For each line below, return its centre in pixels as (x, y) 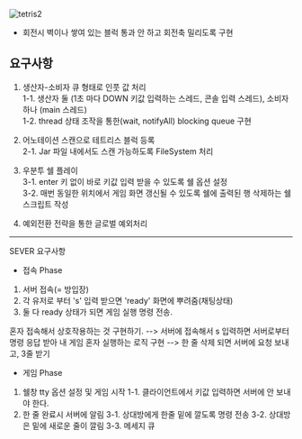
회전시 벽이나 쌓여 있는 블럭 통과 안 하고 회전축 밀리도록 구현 (128, 32)
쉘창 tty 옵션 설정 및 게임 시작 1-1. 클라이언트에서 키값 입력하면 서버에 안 (148, 391)
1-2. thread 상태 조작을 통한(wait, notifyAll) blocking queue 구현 (137, 121)
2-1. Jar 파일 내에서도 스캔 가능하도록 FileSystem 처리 (118, 151)
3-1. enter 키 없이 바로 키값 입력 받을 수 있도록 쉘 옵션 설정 (124, 181)
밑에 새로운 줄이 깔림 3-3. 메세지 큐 (93, 425)
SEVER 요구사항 (37, 251)
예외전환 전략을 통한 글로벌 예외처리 (85, 223)
